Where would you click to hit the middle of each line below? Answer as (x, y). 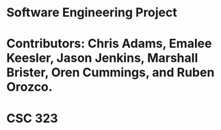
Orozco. (29, 87)
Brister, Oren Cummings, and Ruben (110, 72)
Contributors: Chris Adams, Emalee (109, 44)
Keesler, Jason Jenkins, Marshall (102, 58)
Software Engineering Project (92, 13)
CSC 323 (32, 118)
